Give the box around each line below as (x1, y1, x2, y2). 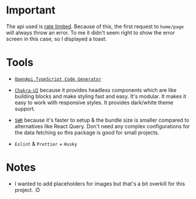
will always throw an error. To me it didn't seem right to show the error (6, 29, 176, 36)
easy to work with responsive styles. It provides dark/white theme (14, 99, 174, 106)
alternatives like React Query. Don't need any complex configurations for (14, 122, 190, 129)
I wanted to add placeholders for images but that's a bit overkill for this (14, 180, 185, 187)
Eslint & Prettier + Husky (14, 140, 77, 147)
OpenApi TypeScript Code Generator (14, 76, 102, 82)
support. (14, 105, 36, 112)
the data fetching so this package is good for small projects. (14, 129, 160, 136)
